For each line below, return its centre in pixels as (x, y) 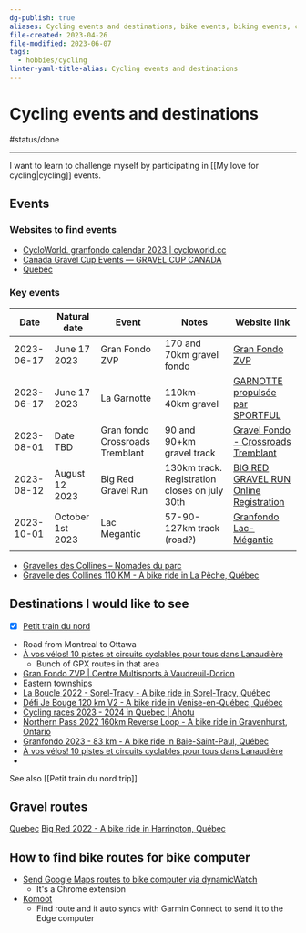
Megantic (121, 533)
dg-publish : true (42, 18)
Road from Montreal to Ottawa (79, 644)
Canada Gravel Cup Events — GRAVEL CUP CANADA (122, 259)
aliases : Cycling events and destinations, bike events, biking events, (150, 26)
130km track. (194, 467)
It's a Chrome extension (81, 889)
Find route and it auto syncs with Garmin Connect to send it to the (160, 908)
